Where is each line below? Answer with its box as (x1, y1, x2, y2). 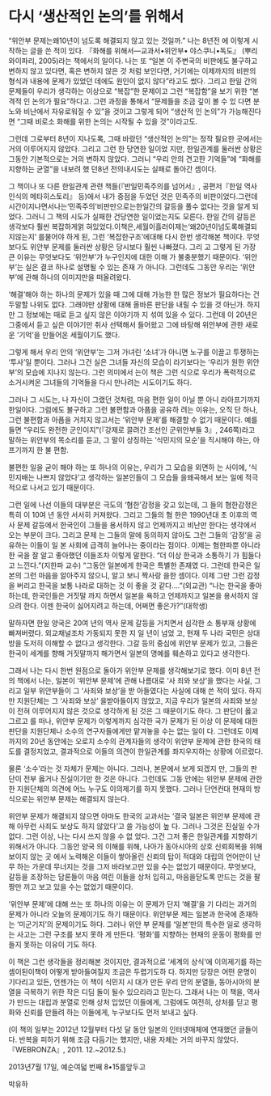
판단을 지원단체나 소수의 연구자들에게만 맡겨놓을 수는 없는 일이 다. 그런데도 (8, 726, 244, 736)
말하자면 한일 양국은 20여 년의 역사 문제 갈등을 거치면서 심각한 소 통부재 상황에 (8, 618, 256, 628)
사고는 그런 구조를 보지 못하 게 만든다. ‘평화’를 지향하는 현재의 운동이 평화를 (16, 929, 253, 939)
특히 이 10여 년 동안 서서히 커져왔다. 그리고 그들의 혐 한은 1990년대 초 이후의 (8, 510, 249, 519)
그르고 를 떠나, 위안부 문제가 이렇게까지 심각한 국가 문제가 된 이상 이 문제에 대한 (8, 716, 259, 726)
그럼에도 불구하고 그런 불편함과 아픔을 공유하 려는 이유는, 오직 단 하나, (38, 404, 259, 414)
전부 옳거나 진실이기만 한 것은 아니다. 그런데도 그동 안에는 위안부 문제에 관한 (23, 773, 263, 783)
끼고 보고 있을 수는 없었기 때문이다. (23, 882, 133, 891)
